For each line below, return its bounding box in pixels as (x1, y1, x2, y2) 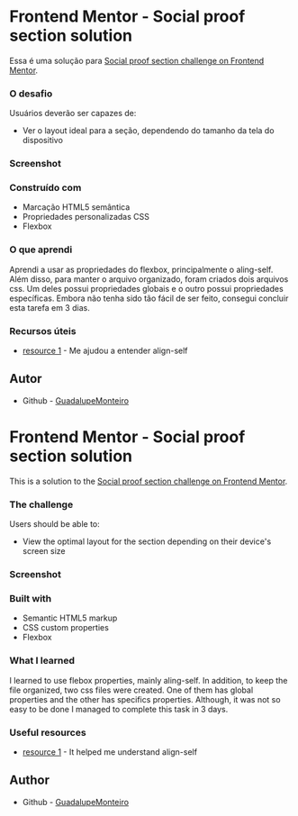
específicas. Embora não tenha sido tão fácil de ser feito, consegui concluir (9, 293, 289, 304)
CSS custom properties (22, 622, 110, 633)
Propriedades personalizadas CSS (22, 212, 150, 222)
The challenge (9, 498, 74, 511)
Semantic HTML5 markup (22, 612, 118, 623)
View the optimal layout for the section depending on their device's (22, 536, 272, 547)
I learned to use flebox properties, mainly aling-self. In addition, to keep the (9, 675, 288, 685)
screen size (22, 546, 66, 557)
